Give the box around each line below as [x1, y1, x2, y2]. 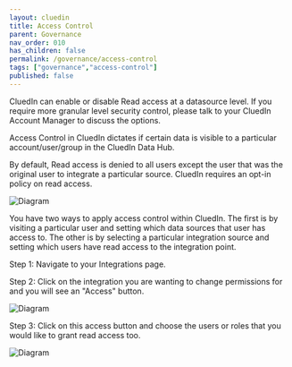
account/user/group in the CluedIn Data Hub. [9, 141, 175, 152]
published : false [9, 72, 74, 81]
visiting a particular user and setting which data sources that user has [9, 222, 266, 233]
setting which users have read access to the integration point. [9, 241, 237, 252]
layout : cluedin [9, 13, 70, 22]
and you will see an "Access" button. [9, 286, 145, 296]
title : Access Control [9, 21, 94, 30]
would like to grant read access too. [9, 329, 141, 340]
